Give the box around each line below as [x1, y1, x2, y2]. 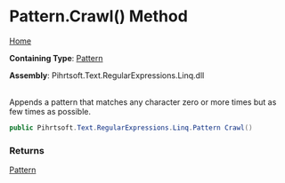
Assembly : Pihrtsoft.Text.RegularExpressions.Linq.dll [9, 69, 205, 81]
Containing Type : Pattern [9, 52, 103, 63]
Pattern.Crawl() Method [9, 6, 189, 27]
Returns [9, 144, 45, 156]
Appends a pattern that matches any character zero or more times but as [9, 96, 277, 107]
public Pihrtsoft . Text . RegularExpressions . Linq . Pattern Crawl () [9, 123, 253, 132]
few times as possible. [9, 106, 92, 116]
